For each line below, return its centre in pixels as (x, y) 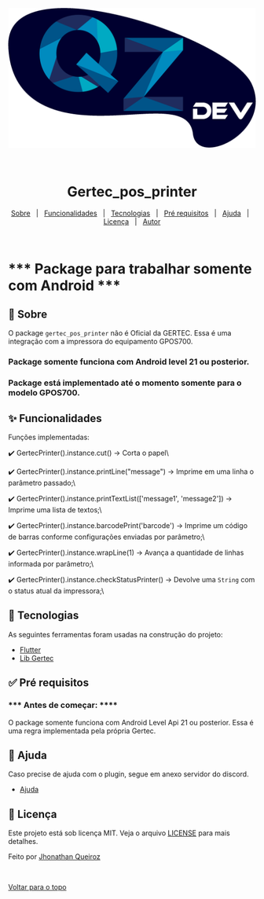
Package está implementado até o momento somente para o (125, 383)
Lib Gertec (37, 658)
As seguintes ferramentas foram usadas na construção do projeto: (115, 634)
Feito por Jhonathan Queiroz (54, 857)
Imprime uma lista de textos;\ (55, 510)
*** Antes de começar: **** (63, 705)
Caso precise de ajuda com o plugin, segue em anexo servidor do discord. (128, 774)
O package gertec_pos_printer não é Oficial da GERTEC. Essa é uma (120, 333)
